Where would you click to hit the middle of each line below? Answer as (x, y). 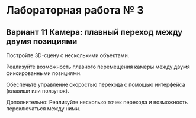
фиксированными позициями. (44, 73)
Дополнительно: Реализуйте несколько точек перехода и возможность (97, 102)
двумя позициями (42, 41)
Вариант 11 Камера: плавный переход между (94, 32)
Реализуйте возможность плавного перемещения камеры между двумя (98, 67)
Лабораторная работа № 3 (75, 10)
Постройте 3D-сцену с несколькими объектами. (68, 55)
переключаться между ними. (44, 109)
